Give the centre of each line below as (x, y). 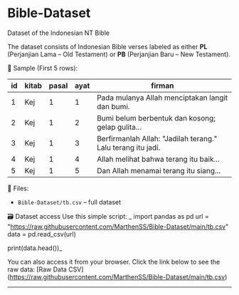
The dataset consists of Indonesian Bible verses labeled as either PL (107, 46)
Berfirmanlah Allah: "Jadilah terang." (157, 138)
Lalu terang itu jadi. (129, 147)
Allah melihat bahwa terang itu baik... (158, 159)
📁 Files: (18, 188)
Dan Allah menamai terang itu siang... (159, 170)
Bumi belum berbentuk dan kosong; (156, 118)
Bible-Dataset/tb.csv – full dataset (69, 202)
